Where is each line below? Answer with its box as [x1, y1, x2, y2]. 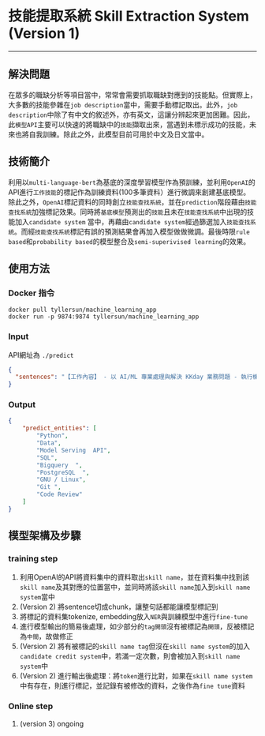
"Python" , [36, 432, 69, 440]
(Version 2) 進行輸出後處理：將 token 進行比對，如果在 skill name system [19, 670, 253, 680]
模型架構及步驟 [8, 529, 81, 543]
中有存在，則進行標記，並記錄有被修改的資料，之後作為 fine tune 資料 [19, 681, 246, 690]
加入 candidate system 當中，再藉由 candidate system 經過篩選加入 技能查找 [14, 216, 251, 226]
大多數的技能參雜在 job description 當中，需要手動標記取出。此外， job [8, 100, 238, 109]
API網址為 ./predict [8, 350, 74, 359]
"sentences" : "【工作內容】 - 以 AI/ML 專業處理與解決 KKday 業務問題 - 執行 [15, 373, 253, 381]
